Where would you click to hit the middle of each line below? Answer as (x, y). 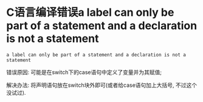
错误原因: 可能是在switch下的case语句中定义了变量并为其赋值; (84, 72)
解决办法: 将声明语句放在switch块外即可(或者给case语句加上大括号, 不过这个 (102, 85)
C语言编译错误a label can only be (90, 12)
